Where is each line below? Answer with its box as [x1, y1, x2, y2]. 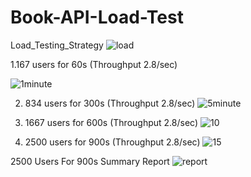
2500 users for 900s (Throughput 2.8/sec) [24, 136, 201, 148]
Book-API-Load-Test [10, 6, 184, 29]
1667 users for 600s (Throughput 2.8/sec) [24, 116, 199, 128]
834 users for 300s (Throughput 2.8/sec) [24, 97, 196, 109]
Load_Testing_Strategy [10, 39, 104, 51]
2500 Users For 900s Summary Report [10, 155, 170, 167]
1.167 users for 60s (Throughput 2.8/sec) [10, 58, 178, 70]
